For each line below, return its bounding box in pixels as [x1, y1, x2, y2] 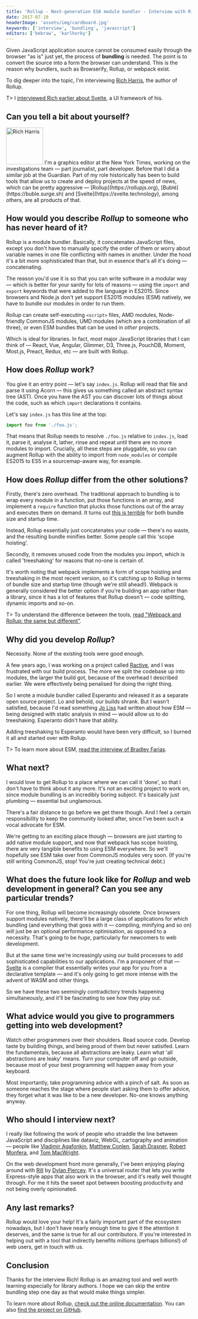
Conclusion [6, 1260, 49, 1270]
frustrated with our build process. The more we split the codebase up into [6, 668, 185, 675]
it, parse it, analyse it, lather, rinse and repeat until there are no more [6, 439, 172, 446]
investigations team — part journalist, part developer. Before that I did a [6, 165, 180, 172]
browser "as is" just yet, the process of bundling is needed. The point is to [6, 53, 187, 60]
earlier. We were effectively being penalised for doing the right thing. [6, 680, 173, 687]
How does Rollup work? [6, 365, 94, 375]
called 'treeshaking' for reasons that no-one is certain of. [6, 557, 144, 564]
